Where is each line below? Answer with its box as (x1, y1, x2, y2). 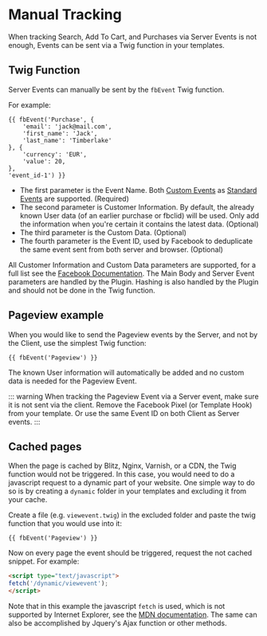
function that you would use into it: (8, 519, 122, 528)
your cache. (8, 495, 48, 504)
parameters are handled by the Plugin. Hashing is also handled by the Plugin (8, 277, 259, 286)
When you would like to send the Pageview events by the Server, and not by (8, 329, 258, 340)
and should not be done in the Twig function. (8, 285, 155, 295)
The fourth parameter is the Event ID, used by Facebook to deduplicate (19, 236, 253, 245)
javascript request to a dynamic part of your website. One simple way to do (8, 478, 255, 488)
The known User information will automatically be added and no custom (8, 367, 245, 377)
